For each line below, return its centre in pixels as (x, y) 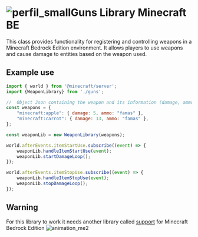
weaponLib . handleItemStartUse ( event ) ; (64, 151)
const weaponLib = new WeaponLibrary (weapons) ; (66, 135)
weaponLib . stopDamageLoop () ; (52, 183)
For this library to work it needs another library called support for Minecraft (97, 222)
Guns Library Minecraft (128, 13)
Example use (30, 73)
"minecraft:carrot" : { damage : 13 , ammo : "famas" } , (83, 119)
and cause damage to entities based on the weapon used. (77, 54)
